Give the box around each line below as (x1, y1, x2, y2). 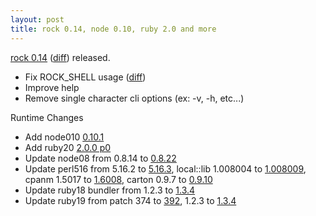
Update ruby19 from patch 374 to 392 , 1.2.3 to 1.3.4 (24, 194, 237, 206)
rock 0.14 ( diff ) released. (10, 51, 111, 63)
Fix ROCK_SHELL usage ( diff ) (24, 71, 147, 83)
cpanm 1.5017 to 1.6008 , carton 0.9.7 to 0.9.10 (24, 173, 213, 185)
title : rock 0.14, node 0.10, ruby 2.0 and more (10, 24, 217, 34)
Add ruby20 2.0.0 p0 (24, 141, 112, 153)
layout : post (10, 14, 65, 25)
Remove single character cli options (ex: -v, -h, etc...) (24, 92, 245, 104)
